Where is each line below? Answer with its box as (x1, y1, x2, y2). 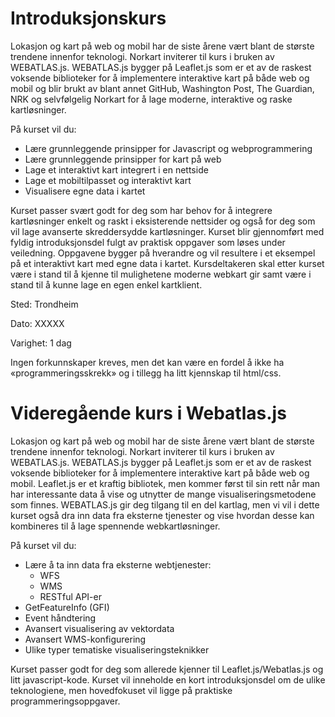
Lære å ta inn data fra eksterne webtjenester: (24, 558, 212, 571)
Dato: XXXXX (10, 317, 65, 329)
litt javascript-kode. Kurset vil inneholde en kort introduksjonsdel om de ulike (10, 673, 326, 686)
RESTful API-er (39, 590, 102, 602)
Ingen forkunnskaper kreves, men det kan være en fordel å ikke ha (10, 356, 285, 368)
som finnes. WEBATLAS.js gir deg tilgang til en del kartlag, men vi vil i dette (10, 498, 320, 511)
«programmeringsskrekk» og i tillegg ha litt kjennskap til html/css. (10, 367, 282, 379)
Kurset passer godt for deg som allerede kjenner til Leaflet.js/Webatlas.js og (10, 663, 324, 675)
